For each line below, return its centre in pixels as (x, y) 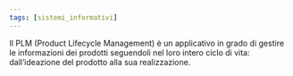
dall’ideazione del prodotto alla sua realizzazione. (100, 62)
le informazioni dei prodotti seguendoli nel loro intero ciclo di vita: (130, 52)
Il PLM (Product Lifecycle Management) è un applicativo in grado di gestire (146, 43)
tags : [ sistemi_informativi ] (63, 17)
